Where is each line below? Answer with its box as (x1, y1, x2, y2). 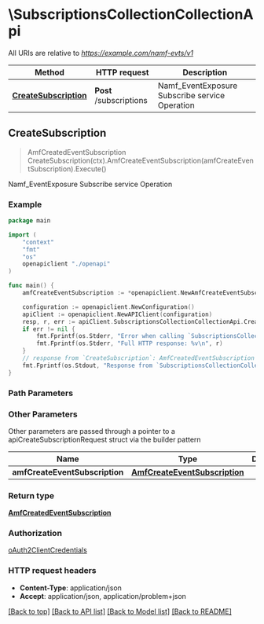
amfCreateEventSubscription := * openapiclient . (22, 289, 181, 297)
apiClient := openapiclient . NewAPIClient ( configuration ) (22, 310, 213, 318)
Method (34, 67, 65, 78)
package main (8, 217, 51, 225)
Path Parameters (8, 387, 73, 398)
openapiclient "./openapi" (22, 260, 111, 268)
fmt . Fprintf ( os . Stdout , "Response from (22, 362, 153, 369)
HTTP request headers (8, 565, 97, 576)
